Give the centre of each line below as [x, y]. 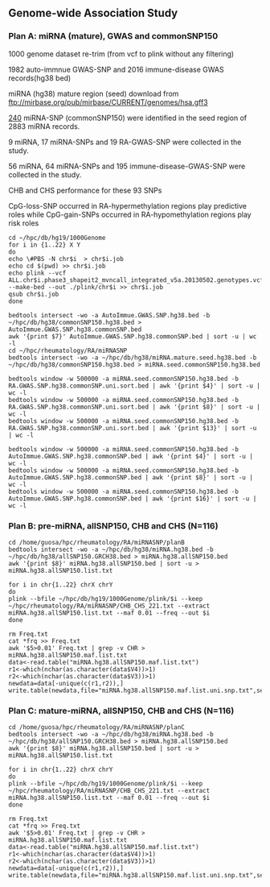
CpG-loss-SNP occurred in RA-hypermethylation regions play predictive [128, 205]
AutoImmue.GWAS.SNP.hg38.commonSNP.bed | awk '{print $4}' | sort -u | [131, 456]
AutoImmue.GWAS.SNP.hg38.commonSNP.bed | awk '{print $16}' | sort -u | [133, 499]
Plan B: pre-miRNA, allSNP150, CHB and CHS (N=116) [113, 525]
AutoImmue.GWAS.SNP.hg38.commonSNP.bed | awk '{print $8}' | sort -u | [131, 477]
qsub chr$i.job [34, 294]
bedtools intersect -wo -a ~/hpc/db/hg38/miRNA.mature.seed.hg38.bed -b [133, 358]
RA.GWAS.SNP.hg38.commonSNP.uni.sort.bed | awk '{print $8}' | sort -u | [135, 407]
